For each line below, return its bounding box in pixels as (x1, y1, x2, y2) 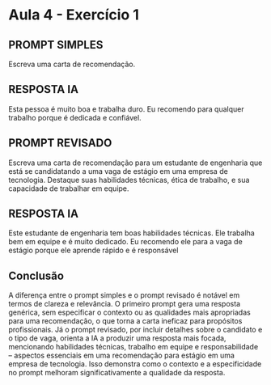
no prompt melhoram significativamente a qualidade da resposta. (8, 368, 226, 378)
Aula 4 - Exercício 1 (8, 6, 140, 24)
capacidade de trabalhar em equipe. (8, 184, 129, 193)
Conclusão (8, 269, 65, 282)
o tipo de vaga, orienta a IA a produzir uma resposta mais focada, (8, 333, 227, 343)
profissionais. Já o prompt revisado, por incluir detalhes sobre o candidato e (8, 325, 263, 335)
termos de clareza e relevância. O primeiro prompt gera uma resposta (8, 299, 241, 309)
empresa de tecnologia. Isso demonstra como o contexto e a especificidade (8, 359, 262, 369)
